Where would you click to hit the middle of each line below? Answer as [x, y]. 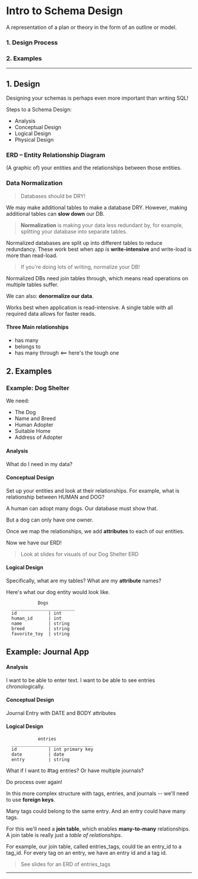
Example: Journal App [48, 652]
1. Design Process [32, 42]
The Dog [25, 412]
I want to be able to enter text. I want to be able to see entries [80, 680]
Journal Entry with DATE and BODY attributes [61, 713]
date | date [38, 755]
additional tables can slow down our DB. [55, 214]
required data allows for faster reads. [51, 313]
